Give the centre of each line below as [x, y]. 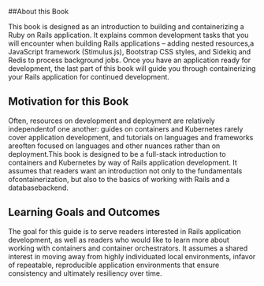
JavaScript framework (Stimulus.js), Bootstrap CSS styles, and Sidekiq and [130, 52]
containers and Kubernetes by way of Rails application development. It [123, 162]
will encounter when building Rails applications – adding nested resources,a [131, 43]
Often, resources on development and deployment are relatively [112, 121]
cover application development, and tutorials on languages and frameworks [131, 137]
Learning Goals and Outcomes [84, 212]
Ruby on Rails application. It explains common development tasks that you [128, 35]
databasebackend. [39, 188]
